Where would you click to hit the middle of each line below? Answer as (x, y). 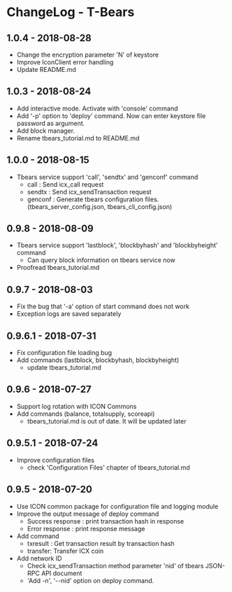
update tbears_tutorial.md (64, 368)
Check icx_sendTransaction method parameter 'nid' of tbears (115, 565)
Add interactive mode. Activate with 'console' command (97, 108)
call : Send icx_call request (65, 184)
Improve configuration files (56, 460)
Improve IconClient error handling (65, 62)
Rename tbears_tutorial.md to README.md (78, 138)
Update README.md (46, 70)
